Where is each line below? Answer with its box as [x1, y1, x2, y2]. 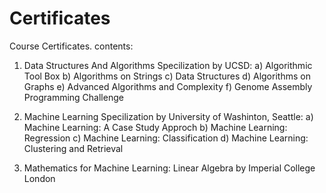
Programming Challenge [23, 91, 124, 103]
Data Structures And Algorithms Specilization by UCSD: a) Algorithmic [23, 59, 313, 71]
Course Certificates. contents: [9, 40, 134, 52]
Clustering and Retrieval [23, 142, 124, 154]
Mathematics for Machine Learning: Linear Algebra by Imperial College [23, 162, 316, 174]
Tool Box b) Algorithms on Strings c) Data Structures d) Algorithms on [23, 70, 311, 82]
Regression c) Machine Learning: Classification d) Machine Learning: [23, 132, 309, 144]
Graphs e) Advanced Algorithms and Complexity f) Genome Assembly [23, 80, 313, 92]
